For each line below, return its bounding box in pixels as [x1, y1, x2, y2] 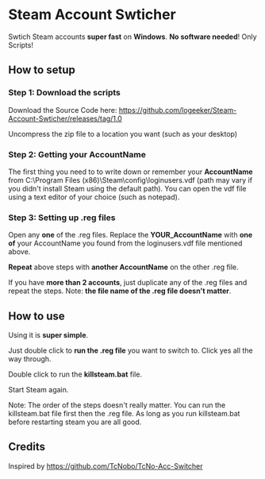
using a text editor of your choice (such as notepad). [8, 192, 180, 202]
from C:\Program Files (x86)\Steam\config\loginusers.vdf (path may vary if [8, 175, 252, 184]
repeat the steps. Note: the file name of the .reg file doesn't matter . [8, 286, 232, 296]
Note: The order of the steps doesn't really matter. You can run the [8, 400, 226, 410]
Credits [8, 440, 46, 454]
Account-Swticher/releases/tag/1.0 [8, 114, 123, 123]
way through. [8, 354, 52, 364]
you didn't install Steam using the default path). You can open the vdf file [8, 183, 248, 193]
